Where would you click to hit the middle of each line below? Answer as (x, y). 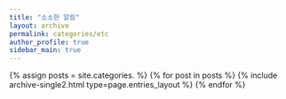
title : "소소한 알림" (44, 17)
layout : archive (39, 26)
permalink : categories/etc (59, 34)
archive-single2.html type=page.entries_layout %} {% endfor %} (127, 85)
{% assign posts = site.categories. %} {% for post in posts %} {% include (143, 75)
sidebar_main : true (45, 50)
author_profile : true (49, 42)
